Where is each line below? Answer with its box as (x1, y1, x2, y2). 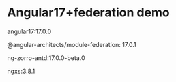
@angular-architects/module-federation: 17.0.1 (7, 40, 136, 49)
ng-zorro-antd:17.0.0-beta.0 (7, 53, 85, 62)
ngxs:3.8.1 (7, 67, 35, 75)
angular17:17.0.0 (7, 27, 52, 36)
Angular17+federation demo (7, 5, 171, 20)
